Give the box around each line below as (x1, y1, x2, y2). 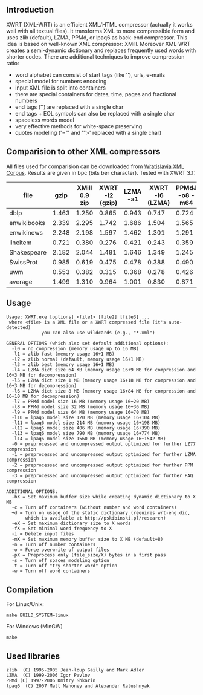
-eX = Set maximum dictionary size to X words (11, 520, 131, 527)
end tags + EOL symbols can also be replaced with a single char (14, 109, 175, 117)
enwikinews (9, 228, 43, 237)
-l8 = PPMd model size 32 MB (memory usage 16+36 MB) (11, 404, 150, 410)
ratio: (6, 59, 19, 67)
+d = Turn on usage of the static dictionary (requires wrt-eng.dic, (11, 510, 190, 516)
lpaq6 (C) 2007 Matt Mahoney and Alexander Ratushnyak (6, 683, 150, 689)
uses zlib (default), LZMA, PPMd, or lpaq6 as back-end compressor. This (6, 33, 188, 41)
